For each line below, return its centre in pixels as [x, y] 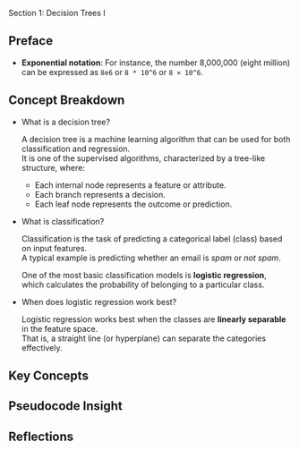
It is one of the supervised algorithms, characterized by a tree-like [143, 158]
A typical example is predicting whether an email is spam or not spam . [151, 258]
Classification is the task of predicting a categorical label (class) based [152, 238]
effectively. [42, 347]
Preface [31, 41]
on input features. [54, 248]
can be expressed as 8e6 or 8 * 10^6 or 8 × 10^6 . [112, 72]
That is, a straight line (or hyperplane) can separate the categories [143, 338]
